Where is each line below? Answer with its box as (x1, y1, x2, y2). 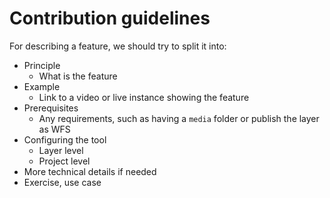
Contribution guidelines (9, 7, 211, 30)
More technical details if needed (23, 165, 157, 177)
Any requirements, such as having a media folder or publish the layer (38, 112, 320, 124)
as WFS (38, 123, 71, 135)
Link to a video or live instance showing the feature (38, 91, 250, 103)
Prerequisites (23, 102, 79, 114)
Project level (38, 155, 91, 167)
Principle (23, 59, 61, 71)
